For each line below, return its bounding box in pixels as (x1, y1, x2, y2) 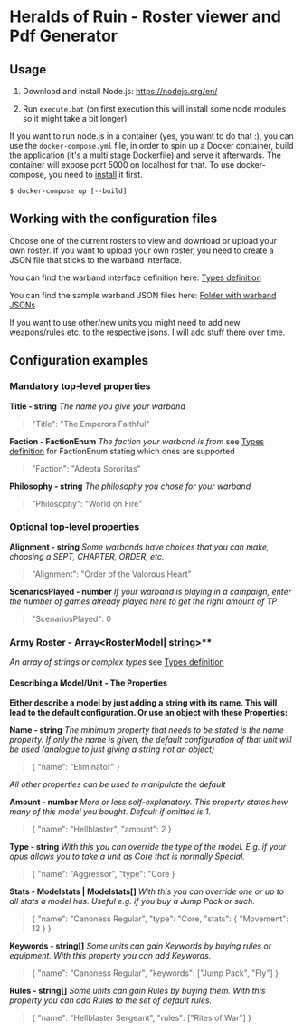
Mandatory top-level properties (9, 380, 151, 393)
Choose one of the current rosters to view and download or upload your (9, 235, 278, 246)
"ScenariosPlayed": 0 (31, 613, 111, 624)
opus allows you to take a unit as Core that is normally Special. (9, 851, 246, 862)
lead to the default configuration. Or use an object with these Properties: (9, 707, 288, 718)
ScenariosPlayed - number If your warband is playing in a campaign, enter (9, 586, 292, 597)
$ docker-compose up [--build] (9, 187, 128, 196)
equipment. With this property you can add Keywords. (9, 950, 212, 961)
